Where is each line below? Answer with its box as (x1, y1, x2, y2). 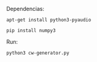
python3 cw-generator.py (6, 50, 70, 56)
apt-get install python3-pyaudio (6, 17, 92, 23)
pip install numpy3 (6, 27, 56, 33)
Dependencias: (6, 5, 45, 12)
